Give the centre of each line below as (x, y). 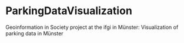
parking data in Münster (34, 33)
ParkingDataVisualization (69, 11)
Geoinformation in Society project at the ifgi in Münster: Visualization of (92, 27)
